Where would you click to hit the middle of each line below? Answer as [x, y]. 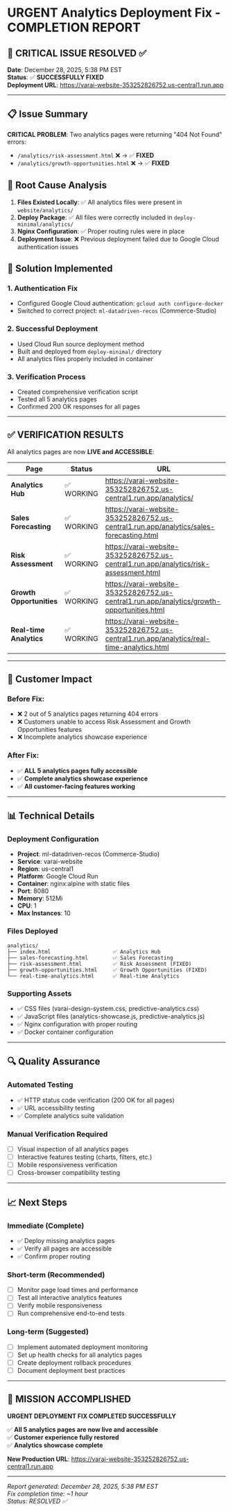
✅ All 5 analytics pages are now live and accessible [83, 1429]
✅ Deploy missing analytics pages [66, 1240]
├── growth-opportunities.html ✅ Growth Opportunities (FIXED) [107, 970]
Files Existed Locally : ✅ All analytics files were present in [100, 202]
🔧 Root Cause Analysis [57, 185]
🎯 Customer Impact [50, 679]
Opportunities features [49, 730]
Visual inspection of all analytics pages [73, 1149]
